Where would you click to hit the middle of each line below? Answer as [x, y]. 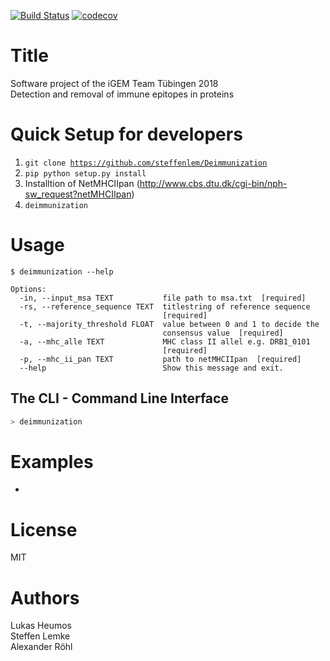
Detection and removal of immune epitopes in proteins [122, 94]
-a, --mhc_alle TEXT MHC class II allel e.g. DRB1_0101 [165, 341]
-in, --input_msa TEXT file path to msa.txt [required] [163, 298]
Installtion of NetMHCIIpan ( [82, 183]
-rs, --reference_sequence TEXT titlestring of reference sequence [165, 306]
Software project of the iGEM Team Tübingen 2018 [114, 83]
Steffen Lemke [40, 636]
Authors [45, 597]
